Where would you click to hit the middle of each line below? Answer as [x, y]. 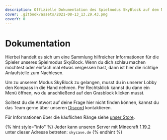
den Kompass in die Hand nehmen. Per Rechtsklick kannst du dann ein [78, 88]
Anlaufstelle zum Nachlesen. [34, 73]
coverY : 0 [15, 19]
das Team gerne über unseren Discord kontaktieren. [59, 108]
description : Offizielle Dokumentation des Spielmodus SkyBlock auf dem [82, 10]
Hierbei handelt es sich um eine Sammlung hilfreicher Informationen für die [82, 57]
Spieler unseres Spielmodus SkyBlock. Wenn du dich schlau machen [75, 62]
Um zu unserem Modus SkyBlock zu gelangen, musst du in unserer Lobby [81, 83]
